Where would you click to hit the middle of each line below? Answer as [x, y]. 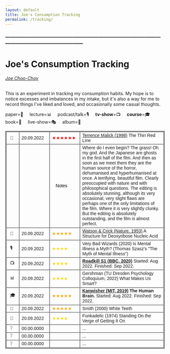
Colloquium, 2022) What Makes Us [116, 279]
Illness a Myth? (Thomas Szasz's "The [120, 248]
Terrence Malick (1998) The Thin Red [119, 135]
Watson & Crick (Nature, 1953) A [114, 231]
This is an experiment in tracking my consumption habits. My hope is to [80, 94]
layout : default [22, 10]
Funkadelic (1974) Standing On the [117, 316]
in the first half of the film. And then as [119, 158]
